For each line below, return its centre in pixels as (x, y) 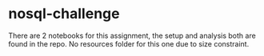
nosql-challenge (64, 14)
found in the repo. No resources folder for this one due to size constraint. (129, 43)
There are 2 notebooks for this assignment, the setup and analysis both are (132, 35)
